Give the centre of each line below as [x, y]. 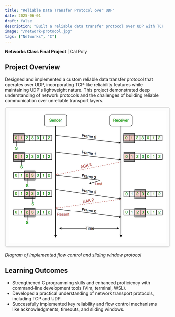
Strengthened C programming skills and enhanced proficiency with [81, 282]
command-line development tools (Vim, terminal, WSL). [69, 288]
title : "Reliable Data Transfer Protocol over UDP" [60, 10]
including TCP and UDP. [37, 298]
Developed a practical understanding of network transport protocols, [83, 293]
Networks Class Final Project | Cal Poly [46, 52]
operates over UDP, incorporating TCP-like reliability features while [74, 84]
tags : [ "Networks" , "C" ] [31, 37]
